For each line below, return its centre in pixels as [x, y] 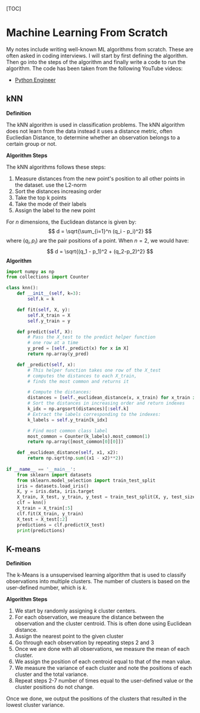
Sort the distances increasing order [58, 191]
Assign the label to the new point [55, 210]
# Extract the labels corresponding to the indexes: [94, 414]
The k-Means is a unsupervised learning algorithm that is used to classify [96, 575]
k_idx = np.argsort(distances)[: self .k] [78, 409]
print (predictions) [41, 530]
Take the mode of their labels [51, 204]
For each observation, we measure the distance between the [89, 617]
